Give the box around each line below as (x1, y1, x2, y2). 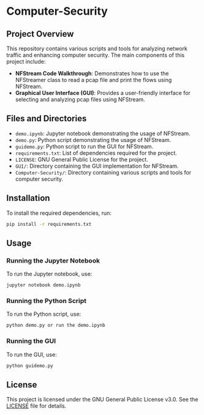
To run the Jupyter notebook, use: (6, 271, 93, 278)
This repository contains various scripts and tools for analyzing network (6, 45, 188, 52)
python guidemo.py (6, 362, 53, 368)
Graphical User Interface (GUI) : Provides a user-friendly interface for (15, 89, 191, 96)
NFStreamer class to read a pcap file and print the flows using (15, 77, 172, 83)
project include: (6, 58, 46, 65)
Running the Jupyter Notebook (6, 256, 100, 264)
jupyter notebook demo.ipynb (6, 282, 81, 288)
